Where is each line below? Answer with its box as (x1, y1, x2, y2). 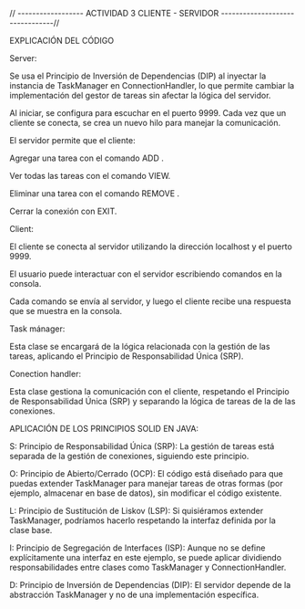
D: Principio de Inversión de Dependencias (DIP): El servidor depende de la (9, 580, 291, 590)
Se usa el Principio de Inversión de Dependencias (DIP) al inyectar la (9, 70, 267, 81)
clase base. (9, 525, 53, 535)
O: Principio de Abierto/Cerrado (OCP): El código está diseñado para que (9, 468, 284, 478)
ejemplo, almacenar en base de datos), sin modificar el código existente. (9, 488, 282, 499)
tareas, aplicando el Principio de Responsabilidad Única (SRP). (9, 351, 244, 362)
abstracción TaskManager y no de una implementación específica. (9, 589, 259, 600)
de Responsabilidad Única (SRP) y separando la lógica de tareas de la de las (9, 396, 296, 406)
